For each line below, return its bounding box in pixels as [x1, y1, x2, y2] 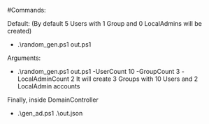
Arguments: [7, 54, 41, 62]
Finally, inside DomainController [7, 95, 99, 104]
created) [7, 27, 32, 35]
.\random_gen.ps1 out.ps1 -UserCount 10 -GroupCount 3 [17, 68, 180, 75]
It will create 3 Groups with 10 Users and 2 [75, 75, 199, 83]
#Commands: [7, 6, 47, 14]
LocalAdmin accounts [17, 82, 80, 90]
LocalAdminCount [17, 75, 70, 83]
